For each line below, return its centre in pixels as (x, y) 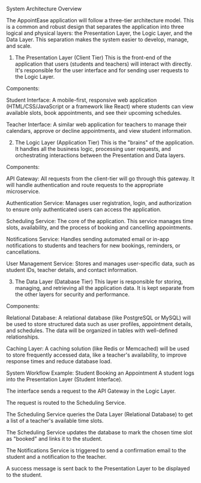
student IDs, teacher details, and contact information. (72, 270)
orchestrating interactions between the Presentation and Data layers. (100, 155)
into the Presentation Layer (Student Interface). (64, 379)
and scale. (19, 46)
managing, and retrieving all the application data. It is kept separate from (105, 288)
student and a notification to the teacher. (56, 457)
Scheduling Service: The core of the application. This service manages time (100, 221)
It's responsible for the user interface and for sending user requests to (102, 70)
